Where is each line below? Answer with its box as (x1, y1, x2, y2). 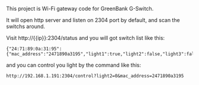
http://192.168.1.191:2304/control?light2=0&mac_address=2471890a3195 (6, 73, 184, 79)
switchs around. (6, 23, 46, 30)
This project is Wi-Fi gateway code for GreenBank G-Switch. (6, 5, 154, 12)
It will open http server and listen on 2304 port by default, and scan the (6, 17, 180, 23)
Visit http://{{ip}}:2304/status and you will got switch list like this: (6, 34, 165, 41)
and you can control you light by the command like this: (6, 62, 141, 68)
